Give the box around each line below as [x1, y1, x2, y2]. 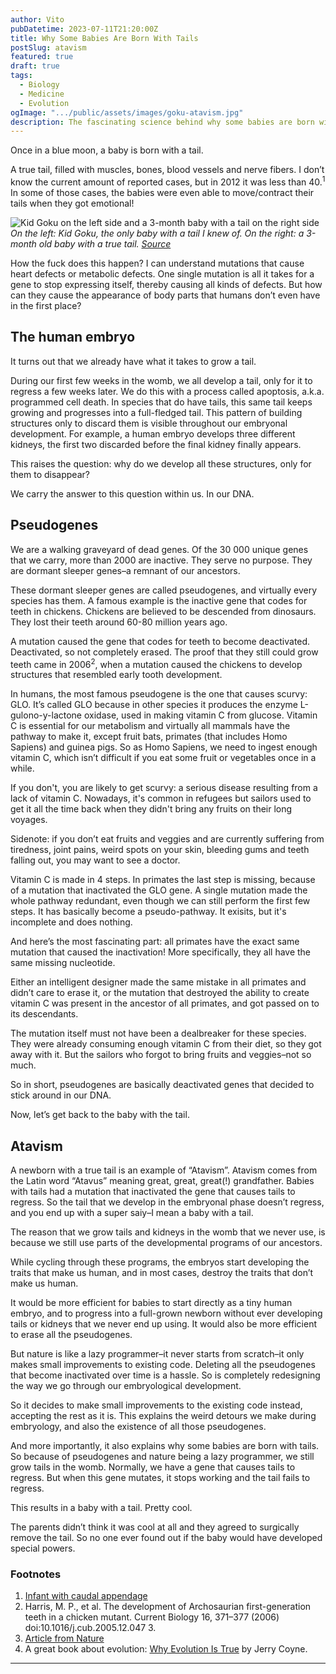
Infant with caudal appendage [24, 1590, 148, 1602]
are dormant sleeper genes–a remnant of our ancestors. [10, 564, 241, 576]
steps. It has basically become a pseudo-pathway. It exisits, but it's [10, 906, 287, 918]
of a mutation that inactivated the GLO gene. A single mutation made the [10, 884, 308, 896]
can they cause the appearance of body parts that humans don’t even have [10, 289, 321, 301]
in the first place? [10, 299, 82, 311]
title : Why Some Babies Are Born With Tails [10, 33, 199, 43]
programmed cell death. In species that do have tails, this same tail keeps [10, 396, 313, 408]
